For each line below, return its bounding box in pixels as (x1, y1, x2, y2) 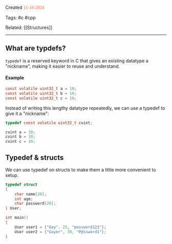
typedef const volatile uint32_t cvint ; (5, 120, 93, 125)
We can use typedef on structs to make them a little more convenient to (5, 166, 156, 173)
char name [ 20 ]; (14, 191, 47, 196)
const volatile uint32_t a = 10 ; (5, 86, 77, 92)
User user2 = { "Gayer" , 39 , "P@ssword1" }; (14, 229, 106, 234)
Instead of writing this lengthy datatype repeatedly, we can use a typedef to (5, 105, 165, 111)
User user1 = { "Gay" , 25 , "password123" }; (14, 225, 106, 230)
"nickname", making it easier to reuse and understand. (5, 63, 120, 69)
